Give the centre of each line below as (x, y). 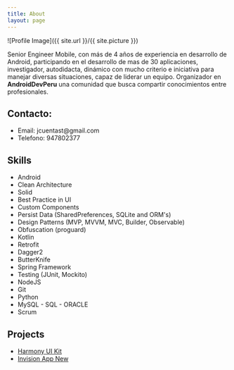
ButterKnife (34, 260)
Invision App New (43, 358)
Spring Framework (44, 267)
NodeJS (29, 282)
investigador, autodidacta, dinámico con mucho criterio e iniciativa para (111, 69)
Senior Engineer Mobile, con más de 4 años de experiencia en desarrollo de (117, 54)
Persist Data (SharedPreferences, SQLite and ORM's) (94, 215)
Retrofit (28, 245)
